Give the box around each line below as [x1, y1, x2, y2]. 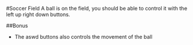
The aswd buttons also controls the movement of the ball [14, 33, 153, 40]
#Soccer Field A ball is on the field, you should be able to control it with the [6, 5, 188, 12]
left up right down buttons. [6, 11, 70, 18]
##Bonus [6, 22, 28, 29]
